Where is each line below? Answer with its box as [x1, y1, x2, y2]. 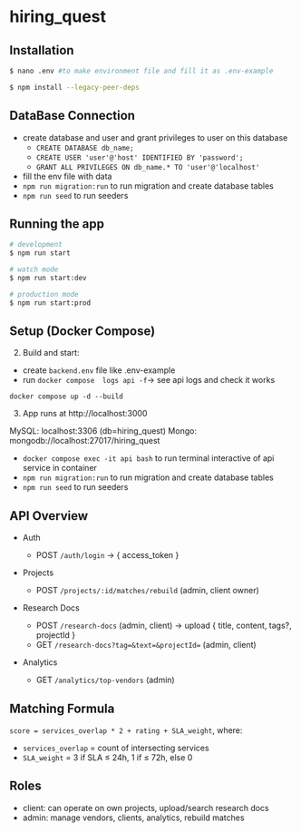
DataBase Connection [9, 108, 136, 123]
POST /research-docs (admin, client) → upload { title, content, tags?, [35, 620, 292, 631]
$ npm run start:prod [9, 298, 92, 308]
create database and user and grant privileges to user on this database [22, 132, 288, 142]
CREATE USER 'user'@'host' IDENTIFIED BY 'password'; [35, 152, 244, 162]
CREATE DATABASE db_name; [35, 143, 134, 152]
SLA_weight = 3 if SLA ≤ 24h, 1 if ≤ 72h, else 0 [22, 752, 193, 763]
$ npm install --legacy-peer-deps [9, 83, 141, 92]
